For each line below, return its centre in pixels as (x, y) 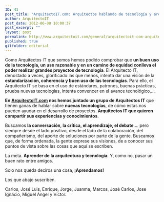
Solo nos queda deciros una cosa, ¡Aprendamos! (55, 170)
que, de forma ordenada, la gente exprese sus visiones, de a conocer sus (79, 141)
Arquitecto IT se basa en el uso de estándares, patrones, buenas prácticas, (81, 85)
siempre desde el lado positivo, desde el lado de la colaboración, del (74, 130)
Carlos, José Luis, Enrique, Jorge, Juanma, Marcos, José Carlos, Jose (76, 189)
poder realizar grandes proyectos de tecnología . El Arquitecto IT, (72, 70)
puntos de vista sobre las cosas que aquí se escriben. (59, 146)
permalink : (16, 37)
